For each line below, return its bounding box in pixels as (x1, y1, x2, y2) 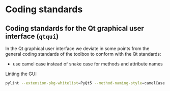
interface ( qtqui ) (5, 32, 59, 40)
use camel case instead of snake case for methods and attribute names (12, 61, 163, 67)
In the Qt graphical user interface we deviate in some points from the (5, 45, 150, 52)
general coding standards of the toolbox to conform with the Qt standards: (5, 51, 161, 57)
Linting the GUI (5, 71, 37, 77)
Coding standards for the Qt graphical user (5, 24, 144, 33)
